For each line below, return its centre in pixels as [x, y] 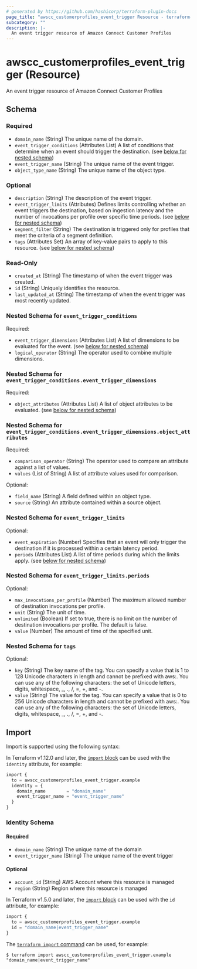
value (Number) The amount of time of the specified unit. [84, 631]
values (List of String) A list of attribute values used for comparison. [96, 474]
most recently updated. [43, 301]
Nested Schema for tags [41, 646]
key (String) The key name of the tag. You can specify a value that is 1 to [102, 670]
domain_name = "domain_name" [62, 791]
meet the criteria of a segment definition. [64, 236]
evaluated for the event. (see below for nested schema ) [81, 346]
